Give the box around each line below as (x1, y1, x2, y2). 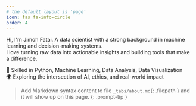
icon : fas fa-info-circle (6, 14, 70, 20)
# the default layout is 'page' (6, 8, 86, 15)
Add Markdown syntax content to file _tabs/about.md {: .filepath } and (20, 87, 191, 94)
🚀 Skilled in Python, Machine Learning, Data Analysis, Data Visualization (6, 67, 183, 74)
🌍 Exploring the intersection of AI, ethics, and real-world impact (6, 73, 164, 80)
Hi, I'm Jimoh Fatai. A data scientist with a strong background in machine (6, 36, 185, 43)
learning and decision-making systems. (6, 42, 103, 49)
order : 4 (6, 20, 28, 26)
